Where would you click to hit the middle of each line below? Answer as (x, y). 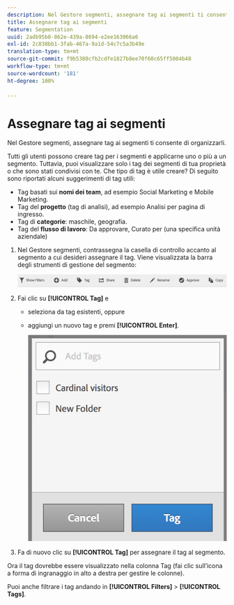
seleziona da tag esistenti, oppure (76, 312)
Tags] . (17, 594)
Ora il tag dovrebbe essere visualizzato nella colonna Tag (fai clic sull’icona (115, 566)
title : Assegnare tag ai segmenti (57, 22)
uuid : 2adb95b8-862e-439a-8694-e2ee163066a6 (73, 37)
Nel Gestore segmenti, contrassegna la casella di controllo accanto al (117, 250)
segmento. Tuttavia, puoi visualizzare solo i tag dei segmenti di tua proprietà (117, 164)
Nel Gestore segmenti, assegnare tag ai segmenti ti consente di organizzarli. (117, 143)
